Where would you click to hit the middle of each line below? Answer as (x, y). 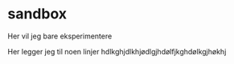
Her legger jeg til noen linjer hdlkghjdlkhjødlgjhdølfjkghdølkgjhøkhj (117, 51)
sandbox (37, 14)
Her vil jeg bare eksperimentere (60, 36)
